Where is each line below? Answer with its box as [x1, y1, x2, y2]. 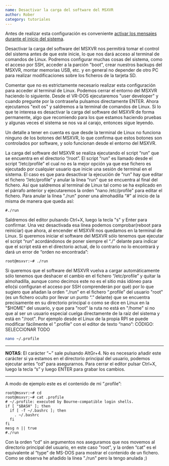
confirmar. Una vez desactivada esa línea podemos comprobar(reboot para [5, 222, 161, 228]
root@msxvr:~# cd [5, 390, 42, 396]
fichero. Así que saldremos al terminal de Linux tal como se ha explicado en [5, 182, 162, 188]
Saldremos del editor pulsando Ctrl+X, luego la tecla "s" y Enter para [5, 217, 147, 223]
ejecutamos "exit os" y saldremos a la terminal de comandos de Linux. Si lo [5, 104, 161, 110]
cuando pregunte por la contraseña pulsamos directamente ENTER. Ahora [5, 98, 159, 104]
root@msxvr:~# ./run [5, 259, 49, 264]
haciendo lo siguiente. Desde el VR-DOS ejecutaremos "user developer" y [5, 93, 158, 99]
